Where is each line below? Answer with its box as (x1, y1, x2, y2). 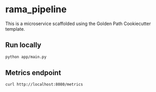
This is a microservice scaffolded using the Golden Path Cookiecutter (5, 20, 151, 27)
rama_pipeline (5, 4, 67, 15)
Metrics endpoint (5, 68, 61, 77)
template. (5, 26, 25, 32)
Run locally (5, 41, 42, 50)
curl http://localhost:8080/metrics (5, 82, 83, 87)
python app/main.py (5, 54, 47, 59)
